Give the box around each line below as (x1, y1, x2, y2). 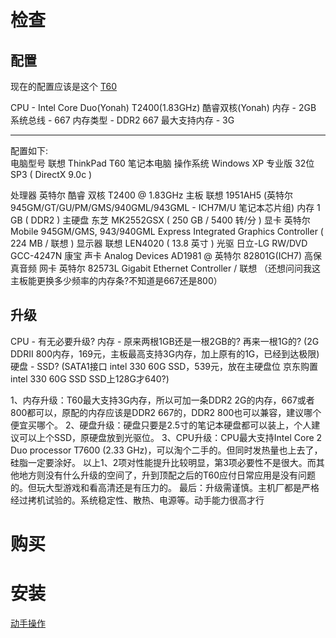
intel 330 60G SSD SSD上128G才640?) (10, 372, 170, 385)
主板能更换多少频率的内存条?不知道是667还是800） (10, 275, 223, 286)
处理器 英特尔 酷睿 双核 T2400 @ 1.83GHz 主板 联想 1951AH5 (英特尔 (10, 189, 294, 201)
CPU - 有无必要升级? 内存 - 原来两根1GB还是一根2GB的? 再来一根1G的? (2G (10, 335, 320, 347)
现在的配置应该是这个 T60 (10, 81, 118, 92)
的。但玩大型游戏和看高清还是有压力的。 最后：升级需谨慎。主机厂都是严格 (10, 481, 320, 493)
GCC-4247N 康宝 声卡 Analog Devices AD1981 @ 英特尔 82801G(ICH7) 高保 (10, 250, 322, 261)
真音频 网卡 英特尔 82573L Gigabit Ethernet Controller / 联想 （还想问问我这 (10, 262, 322, 274)
